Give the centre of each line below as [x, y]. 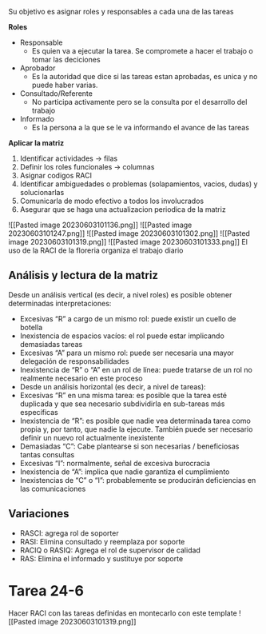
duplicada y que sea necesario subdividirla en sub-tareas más [122, 404]
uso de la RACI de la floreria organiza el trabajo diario [96, 250]
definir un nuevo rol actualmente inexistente [92, 437]
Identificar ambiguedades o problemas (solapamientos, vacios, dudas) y [139, 184]
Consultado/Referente [56, 94]
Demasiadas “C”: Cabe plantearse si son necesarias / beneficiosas [129, 446]
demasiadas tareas [51, 344]
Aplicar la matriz [36, 143]
